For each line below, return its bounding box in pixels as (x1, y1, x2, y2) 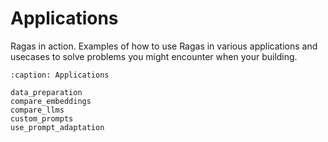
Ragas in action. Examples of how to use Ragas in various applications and (10, 40, 318, 52)
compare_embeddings (10, 96, 92, 106)
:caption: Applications (10, 70, 110, 80)
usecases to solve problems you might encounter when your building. (10, 50, 298, 62)
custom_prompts (10, 113, 74, 124)
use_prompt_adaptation (10, 122, 105, 132)
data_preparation (10, 87, 83, 97)
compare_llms (10, 105, 65, 115)
